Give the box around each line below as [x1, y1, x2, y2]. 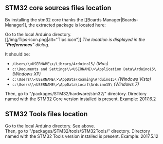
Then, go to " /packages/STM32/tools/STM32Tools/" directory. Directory [5, 128, 150, 134]
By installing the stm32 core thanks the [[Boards [5, 17, 102, 22]
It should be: [5, 51, 30, 57]
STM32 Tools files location [5, 110, 88, 118]
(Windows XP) [12, 71, 41, 77]
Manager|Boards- [103, 17, 139, 22]
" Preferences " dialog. [5, 41, 50, 48]
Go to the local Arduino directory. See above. [5, 123, 95, 128]
